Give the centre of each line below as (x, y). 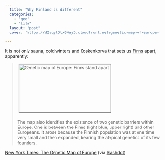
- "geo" (22, 19)
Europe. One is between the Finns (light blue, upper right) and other (86, 127)
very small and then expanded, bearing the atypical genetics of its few (88, 138)
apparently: (17, 56)
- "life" (23, 23)
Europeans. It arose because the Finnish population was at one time (86, 132)
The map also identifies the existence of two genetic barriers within (85, 122)
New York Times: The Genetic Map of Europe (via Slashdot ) (66, 152)
